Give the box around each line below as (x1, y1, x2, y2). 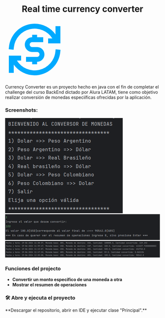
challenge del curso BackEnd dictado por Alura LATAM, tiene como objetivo (5, 89, 158, 95)
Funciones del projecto (5, 265, 61, 272)
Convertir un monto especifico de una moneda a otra (12, 276, 123, 282)
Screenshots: (5, 107, 38, 114)
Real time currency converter (22, 3, 143, 15)
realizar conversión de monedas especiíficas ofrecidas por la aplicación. (5, 94, 152, 100)
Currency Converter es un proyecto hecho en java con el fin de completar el (5, 84, 159, 89)
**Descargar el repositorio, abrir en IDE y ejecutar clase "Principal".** (5, 307, 147, 313)
